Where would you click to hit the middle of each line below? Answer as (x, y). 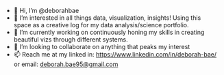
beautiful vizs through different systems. (71, 40)
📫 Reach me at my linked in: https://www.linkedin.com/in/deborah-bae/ (115, 54)
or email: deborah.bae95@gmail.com (66, 64)
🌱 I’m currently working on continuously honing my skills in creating (109, 32)
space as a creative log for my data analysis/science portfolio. (101, 25)
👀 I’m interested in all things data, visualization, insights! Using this (107, 18)
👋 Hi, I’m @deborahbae (46, 11)
